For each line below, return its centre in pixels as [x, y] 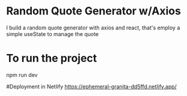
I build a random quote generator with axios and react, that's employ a [93, 28]
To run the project [52, 58]
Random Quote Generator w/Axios [94, 11]
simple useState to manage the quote [53, 34]
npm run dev [22, 75]
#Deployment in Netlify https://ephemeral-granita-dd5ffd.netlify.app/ [92, 86]
